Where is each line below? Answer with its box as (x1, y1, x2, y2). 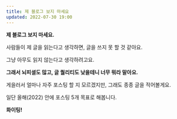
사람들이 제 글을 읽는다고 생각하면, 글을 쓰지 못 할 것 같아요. (6, 44, 143, 51)
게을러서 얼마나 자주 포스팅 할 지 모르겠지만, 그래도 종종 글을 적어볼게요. (6, 81, 171, 88)
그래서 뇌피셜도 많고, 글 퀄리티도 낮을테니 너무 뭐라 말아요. (6, 68, 139, 75)
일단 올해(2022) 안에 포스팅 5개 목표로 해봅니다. (6, 94, 117, 101)
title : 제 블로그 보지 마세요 (6, 8, 70, 15)
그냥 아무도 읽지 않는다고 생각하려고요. (6, 56, 94, 63)
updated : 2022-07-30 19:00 (6, 14, 73, 20)
